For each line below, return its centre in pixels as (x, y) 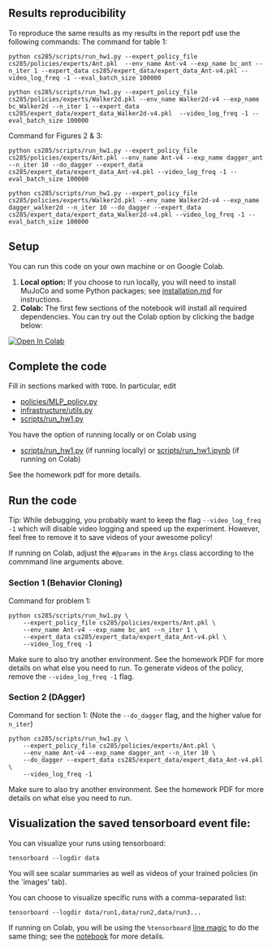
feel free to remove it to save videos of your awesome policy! (110, 538)
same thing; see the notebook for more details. (86, 936)
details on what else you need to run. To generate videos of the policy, (126, 668)
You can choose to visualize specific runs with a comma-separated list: (127, 897)
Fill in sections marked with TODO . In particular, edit (93, 386)
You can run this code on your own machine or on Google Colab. (117, 266)
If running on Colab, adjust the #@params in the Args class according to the (131, 553)
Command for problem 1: (50, 600)
